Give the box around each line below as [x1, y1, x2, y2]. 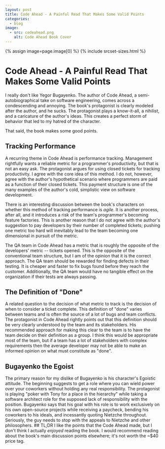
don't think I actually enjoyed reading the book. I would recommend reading [5, 428, 159, 434]
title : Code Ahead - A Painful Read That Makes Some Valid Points [5, 12, 144, 17]
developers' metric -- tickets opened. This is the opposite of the [5, 247, 135, 254]
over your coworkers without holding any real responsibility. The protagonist [5, 386, 160, 392]
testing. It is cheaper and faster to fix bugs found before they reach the [5, 263, 149, 269]
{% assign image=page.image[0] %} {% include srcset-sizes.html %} [5, 48, 146, 54]
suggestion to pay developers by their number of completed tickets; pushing [5, 222, 161, 228]
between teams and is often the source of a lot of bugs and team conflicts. [5, 311, 157, 318]
